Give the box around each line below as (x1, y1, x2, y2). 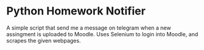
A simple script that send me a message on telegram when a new (6, 24, 172, 31)
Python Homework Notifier (6, 4, 146, 18)
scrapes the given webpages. (6, 37, 81, 44)
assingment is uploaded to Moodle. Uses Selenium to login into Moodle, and (6, 30, 198, 37)
